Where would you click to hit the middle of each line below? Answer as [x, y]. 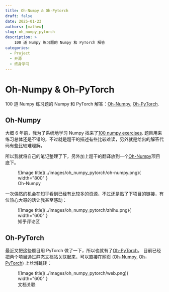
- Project [20, 53]
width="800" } [33, 178]
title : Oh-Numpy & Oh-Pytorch [37, 11]
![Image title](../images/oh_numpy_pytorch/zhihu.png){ [74, 210]
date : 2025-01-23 [23, 21]
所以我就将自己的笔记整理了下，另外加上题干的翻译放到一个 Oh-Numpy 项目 [83, 156]
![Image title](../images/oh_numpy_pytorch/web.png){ [73, 273]
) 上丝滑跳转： [37, 263]
